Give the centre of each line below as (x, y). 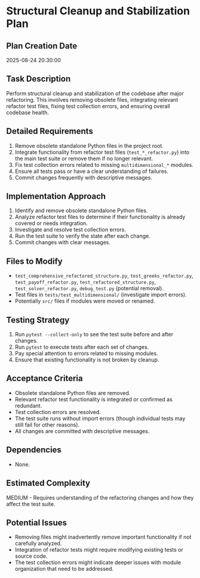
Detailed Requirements (50, 131)
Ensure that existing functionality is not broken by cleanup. (87, 360)
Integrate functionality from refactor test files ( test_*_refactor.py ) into (102, 152)
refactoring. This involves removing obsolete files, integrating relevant (92, 99)
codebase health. (28, 112)
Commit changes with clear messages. (62, 242)
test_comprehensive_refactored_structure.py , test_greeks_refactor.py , (104, 276)
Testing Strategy (38, 320)
